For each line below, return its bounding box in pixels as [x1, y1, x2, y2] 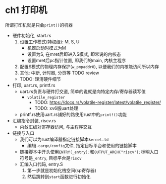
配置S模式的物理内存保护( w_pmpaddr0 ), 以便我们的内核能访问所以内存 [19, 63, 160, 70]
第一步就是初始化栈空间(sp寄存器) [27, 167, 97, 173]
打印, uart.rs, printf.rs [12, 82, 55, 88]
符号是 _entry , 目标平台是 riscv [19, 155, 82, 161]
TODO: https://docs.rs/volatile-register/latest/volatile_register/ [34, 99, 161, 105]
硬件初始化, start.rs [12, 32, 52, 38]
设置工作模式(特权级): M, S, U [19, 38, 80, 45]
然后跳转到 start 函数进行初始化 [27, 174, 91, 180]
